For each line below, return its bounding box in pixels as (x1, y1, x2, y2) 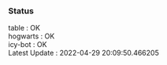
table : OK (8, 23, 41, 33)
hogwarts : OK (8, 31, 55, 41)
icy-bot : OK (8, 40, 47, 49)
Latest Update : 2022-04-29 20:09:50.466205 (8, 49, 159, 58)
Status (8, 5, 34, 16)
